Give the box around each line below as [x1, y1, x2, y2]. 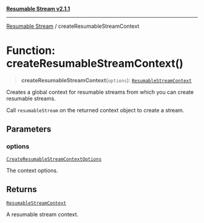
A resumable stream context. [6, 211, 79, 218]
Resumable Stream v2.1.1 [6, 5, 70, 12]
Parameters [6, 124, 52, 135]
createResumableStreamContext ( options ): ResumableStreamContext [21, 76, 192, 84]
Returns [6, 184, 38, 195]
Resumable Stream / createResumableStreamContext [6, 22, 140, 30]
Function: [6, 44, 56, 58]
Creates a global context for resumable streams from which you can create [6, 88, 194, 96]
